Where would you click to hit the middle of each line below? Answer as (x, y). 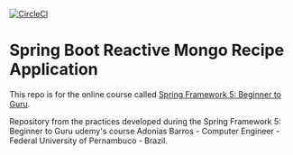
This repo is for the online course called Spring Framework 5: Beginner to (146, 94)
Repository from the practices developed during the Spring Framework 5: (145, 121)
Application (54, 70)
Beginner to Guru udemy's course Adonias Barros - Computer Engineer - (145, 131)
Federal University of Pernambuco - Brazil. (89, 141)
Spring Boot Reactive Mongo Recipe (147, 50)
